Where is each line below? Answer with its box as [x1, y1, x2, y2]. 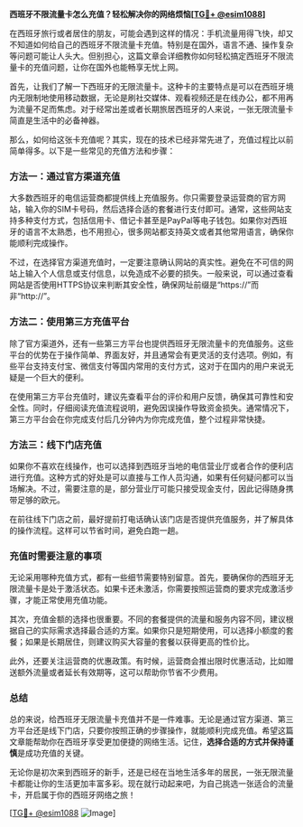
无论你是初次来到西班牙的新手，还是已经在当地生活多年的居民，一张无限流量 [9, 767, 294, 778]
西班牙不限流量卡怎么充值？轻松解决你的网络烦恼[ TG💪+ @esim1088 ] [9, 9, 266, 19]
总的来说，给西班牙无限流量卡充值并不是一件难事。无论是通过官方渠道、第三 [9, 714, 294, 725]
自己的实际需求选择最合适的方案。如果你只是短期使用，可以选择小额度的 [16, 625, 286, 636]
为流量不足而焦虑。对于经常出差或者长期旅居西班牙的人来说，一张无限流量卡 [9, 104, 294, 114]
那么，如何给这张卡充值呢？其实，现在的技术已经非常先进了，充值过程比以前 [9, 135, 294, 145]
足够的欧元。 [16, 494, 65, 505]
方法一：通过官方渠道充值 [9, 170, 121, 183]
